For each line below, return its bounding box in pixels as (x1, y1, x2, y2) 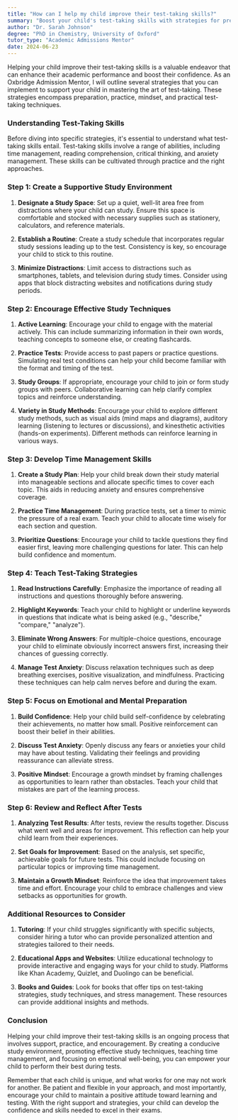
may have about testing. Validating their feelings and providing (17, 748, 200, 757)
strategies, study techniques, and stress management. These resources (17, 990, 228, 999)
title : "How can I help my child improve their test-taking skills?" (7, 10, 217, 18)
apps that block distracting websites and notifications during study (17, 278, 212, 287)
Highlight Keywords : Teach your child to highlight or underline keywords (17, 606, 231, 614)
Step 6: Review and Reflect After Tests (7, 802, 142, 812)
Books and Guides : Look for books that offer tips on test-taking (17, 983, 203, 992)
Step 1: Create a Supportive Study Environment (7, 182, 173, 192)
